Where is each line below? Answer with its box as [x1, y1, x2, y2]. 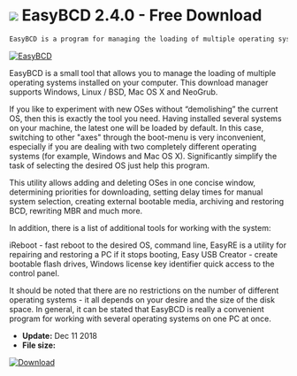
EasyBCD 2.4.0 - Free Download [21, 5, 263, 26]
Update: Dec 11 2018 [21, 330, 98, 341]
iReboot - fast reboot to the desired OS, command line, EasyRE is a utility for [9, 240, 287, 250]
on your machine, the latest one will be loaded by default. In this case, [9, 122, 264, 133]
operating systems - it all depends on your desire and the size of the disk [9, 294, 276, 305]
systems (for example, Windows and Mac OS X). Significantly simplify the [9, 150, 278, 161]
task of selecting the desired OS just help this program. [9, 160, 210, 171]
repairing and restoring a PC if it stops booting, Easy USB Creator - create [9, 249, 278, 259]
